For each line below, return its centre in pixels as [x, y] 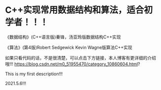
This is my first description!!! [34, 74]
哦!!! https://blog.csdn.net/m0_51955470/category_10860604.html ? [73, 64]
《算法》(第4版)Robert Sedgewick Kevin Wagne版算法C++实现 [69, 47]
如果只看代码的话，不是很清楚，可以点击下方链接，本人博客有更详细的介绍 [80, 58]
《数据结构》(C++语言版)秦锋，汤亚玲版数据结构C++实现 [63, 37]
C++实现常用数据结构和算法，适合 [75, 10]
